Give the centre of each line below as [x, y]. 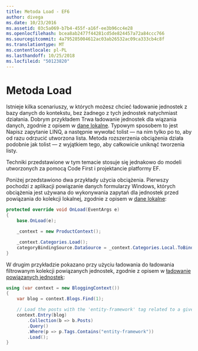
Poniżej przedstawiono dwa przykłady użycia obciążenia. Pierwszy [88, 180]
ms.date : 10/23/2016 [32, 22]
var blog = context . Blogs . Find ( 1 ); [60, 299]
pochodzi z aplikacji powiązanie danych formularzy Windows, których [91, 186]
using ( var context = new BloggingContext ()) [63, 288]
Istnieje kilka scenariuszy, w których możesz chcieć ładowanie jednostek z [97, 107]
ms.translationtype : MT [35, 45]
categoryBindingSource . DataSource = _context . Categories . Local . [97, 247]
